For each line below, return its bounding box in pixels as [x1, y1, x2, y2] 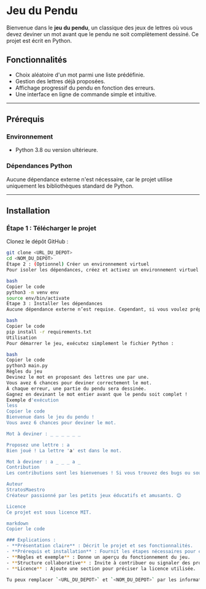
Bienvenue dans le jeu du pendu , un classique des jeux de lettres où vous [6, 24, 193, 31]
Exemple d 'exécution [6, 397, 59, 403]
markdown [6, 520, 29, 526]
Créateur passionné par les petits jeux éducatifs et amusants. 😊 [6, 492, 182, 498]
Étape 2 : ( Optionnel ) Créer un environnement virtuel [6, 261, 150, 267]
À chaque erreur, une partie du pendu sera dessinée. [6, 386, 147, 392]
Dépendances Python [6, 162, 72, 170]
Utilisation [6, 335, 37, 341]
